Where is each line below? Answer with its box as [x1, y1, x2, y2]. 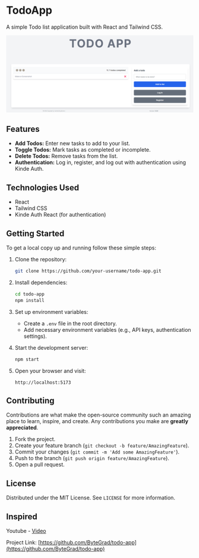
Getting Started [6, 228, 65, 239]
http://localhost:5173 [14, 380, 71, 386]
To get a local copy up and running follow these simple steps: [6, 244, 156, 251]
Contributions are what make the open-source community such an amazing [6, 411, 191, 418]
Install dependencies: [14, 279, 68, 286]
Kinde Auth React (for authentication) [14, 211, 106, 218]
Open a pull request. [14, 461, 65, 468]
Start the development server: [14, 344, 89, 351]
